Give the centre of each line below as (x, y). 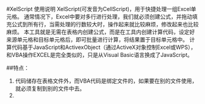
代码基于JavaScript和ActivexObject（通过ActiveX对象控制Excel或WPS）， (104, 47)
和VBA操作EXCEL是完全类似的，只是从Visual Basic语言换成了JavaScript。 (100, 55)
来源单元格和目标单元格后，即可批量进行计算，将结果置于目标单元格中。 (97, 39)
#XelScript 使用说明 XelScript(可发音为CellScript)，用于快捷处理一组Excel (99, 9)
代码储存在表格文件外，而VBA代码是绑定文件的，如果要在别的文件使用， (106, 81)
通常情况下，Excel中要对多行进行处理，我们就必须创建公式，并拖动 (108, 17)
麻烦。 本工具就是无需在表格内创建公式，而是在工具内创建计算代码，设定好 (101, 32)
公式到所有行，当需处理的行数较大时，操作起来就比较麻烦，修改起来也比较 (105, 24)
